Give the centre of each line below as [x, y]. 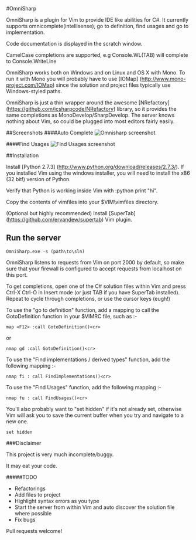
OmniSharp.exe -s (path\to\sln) [45, 252]
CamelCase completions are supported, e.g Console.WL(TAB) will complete [97, 55]
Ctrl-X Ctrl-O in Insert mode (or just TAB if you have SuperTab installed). [93, 292]
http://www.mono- [164, 79]
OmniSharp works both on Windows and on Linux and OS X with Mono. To [96, 72]
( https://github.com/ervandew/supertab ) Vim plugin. [69, 220]
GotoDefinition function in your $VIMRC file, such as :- [72, 316]
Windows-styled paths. [34, 91]
